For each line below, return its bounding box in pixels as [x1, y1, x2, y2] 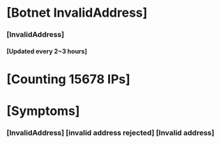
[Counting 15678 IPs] [6, 71, 130, 87]
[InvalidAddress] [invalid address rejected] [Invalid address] [6, 128, 215, 137]
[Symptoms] [6, 103, 80, 119]
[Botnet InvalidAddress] [6, 5, 148, 21]
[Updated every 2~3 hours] [6, 47, 88, 55]
